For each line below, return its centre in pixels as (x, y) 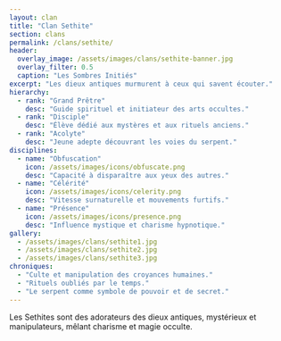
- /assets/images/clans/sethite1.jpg (87, 242)
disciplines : (33, 150)
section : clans (37, 34)
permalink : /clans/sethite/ (62, 42)
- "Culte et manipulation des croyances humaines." (116, 275)
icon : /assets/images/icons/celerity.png (103, 192)
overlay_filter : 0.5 (55, 68)
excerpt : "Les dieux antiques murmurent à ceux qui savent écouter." (141, 84)
